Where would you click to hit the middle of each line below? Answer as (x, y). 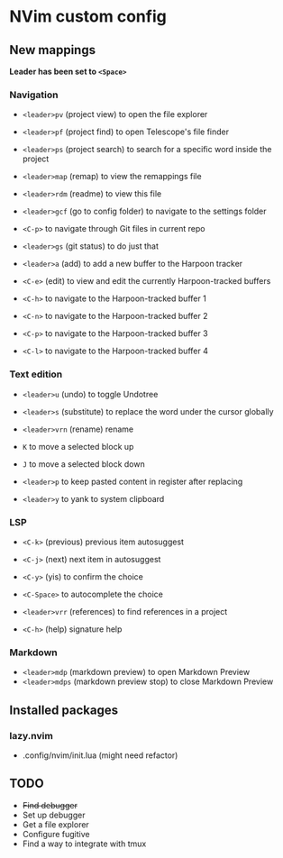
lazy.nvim (32, 735)
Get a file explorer (56, 824)
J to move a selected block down (84, 464)
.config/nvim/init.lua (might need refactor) (100, 755)
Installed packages (64, 710)
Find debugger (50, 805)
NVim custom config (88, 17)
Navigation (34, 95)
